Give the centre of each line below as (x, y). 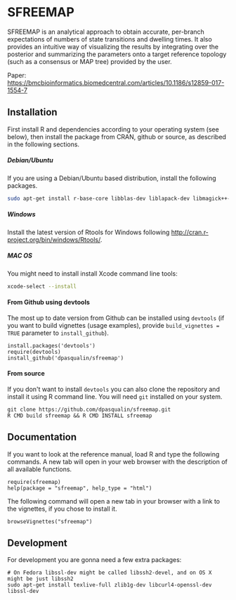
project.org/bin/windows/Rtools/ (54, 239)
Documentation (42, 437)
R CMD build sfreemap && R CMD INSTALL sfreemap (80, 416)
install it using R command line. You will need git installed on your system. (115, 396)
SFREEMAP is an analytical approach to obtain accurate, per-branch (106, 32)
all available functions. (40, 469)
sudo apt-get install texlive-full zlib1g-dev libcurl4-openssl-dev (110, 585)
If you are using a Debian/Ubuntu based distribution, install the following (112, 178)
